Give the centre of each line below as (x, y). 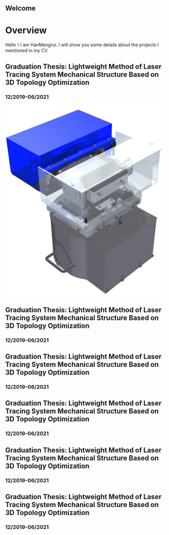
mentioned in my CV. (27, 51)
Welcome (20, 8)
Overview (26, 30)
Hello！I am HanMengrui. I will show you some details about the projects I (82, 45)
